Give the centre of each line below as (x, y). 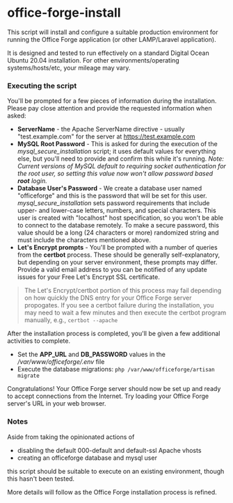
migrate (28, 376)
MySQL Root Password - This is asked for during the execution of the (117, 144)
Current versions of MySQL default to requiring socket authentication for (121, 166)
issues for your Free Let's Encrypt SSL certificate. (88, 277)
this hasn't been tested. (41, 479)
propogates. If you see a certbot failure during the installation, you (119, 305)
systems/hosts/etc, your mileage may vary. (69, 67)
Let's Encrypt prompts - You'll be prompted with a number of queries (117, 248)
